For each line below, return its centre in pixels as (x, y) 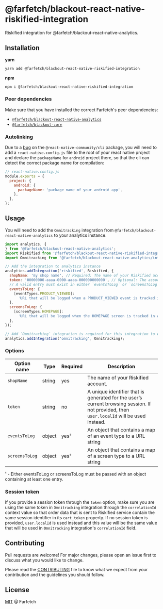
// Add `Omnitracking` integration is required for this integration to (80, 334)
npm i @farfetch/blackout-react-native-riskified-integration (69, 87)
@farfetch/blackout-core (37, 125)
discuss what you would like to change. (44, 560)
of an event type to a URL (116, 436)
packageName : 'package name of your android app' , (70, 190)
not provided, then (108, 410)
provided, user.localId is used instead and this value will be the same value (81, 523)
